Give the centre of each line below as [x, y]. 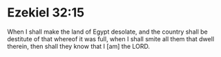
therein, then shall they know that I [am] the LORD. [79, 46]
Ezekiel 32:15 [46, 13]
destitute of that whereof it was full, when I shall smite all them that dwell [111, 38]
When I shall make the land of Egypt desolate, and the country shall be [108, 32]
